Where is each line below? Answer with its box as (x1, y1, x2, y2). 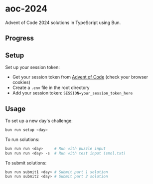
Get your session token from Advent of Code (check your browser (12, 74, 149, 80)
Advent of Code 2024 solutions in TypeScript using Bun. (5, 19, 121, 25)
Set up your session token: (5, 64, 60, 70)
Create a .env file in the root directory (12, 84, 90, 90)
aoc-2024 (5, 3, 48, 14)
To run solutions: (5, 136, 40, 142)
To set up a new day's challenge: (5, 117, 73, 123)
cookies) (12, 79, 31, 85)
